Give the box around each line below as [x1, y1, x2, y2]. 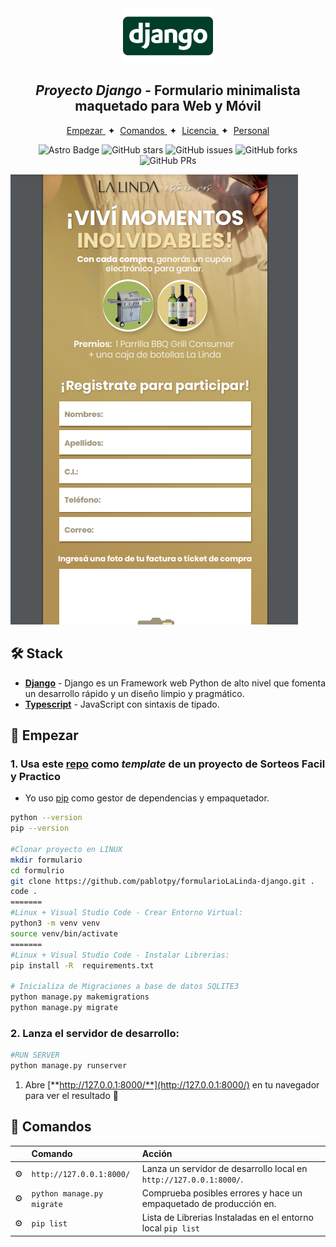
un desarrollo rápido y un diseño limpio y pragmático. [24, 687, 245, 699]
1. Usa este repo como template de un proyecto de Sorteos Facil [10, 757, 326, 771]
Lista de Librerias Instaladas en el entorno [141, 1212, 314, 1224]
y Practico [10, 769, 61, 783]
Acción [141, 1148, 173, 1160]
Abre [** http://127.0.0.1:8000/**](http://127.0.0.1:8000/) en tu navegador [24, 1078, 320, 1091]
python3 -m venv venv [10, 918, 101, 929]
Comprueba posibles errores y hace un [141, 1187, 303, 1199]
